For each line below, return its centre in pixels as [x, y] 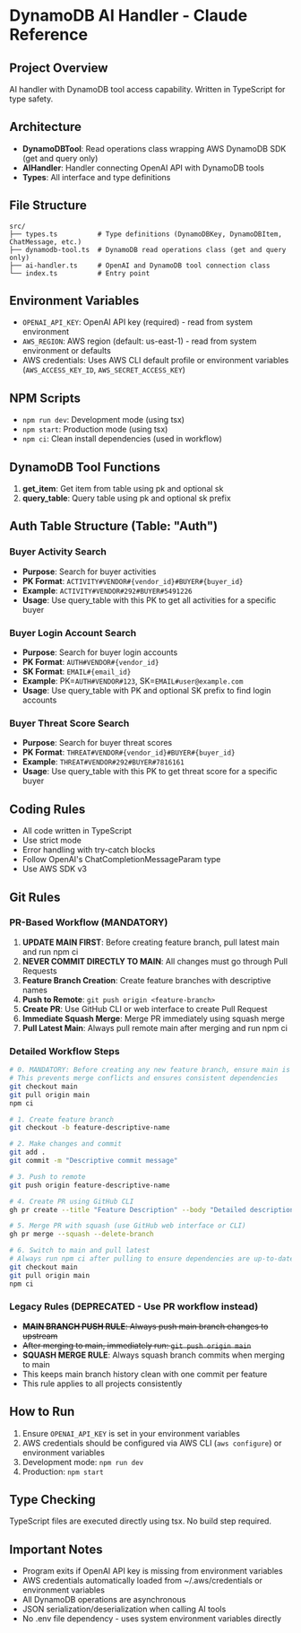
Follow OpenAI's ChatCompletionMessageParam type [121, 860]
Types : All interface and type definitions [96, 177]
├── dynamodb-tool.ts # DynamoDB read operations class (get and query [148, 249]
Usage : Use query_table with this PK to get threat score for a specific [150, 772]
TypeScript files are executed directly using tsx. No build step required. [140, 1521]
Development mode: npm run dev [83, 1462]
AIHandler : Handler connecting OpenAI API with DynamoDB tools [143, 168]
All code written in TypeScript [77, 831]
